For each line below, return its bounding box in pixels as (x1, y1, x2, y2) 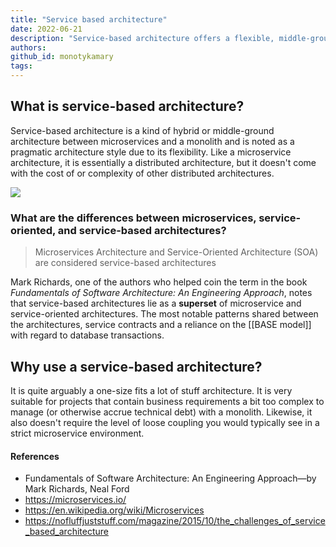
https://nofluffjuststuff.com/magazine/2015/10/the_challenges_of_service (24, 515, 326, 527)
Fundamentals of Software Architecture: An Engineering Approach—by (24, 472, 317, 485)
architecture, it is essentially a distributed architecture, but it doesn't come (10, 156, 317, 168)
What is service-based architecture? (10, 98, 245, 115)
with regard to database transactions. (10, 329, 165, 341)
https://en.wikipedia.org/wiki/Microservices (24, 504, 205, 516)
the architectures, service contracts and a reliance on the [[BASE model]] (10, 319, 312, 331)
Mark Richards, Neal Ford (24, 483, 130, 495)
